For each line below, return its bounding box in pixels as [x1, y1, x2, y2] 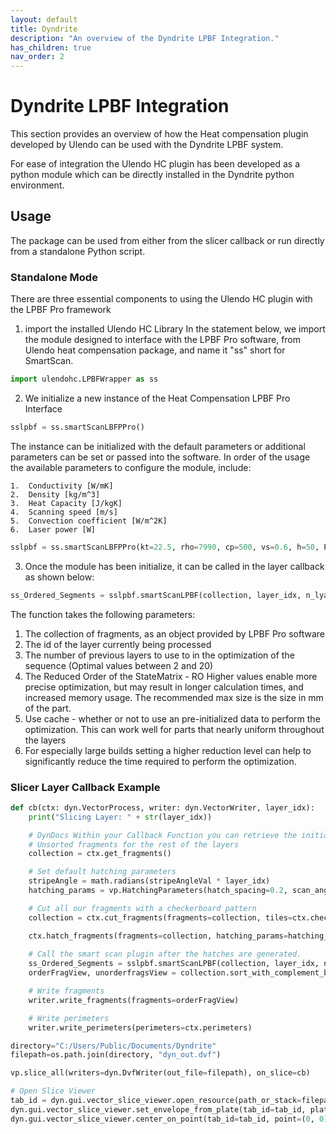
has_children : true [10, 42, 92, 53]
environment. [10, 179, 65, 191]
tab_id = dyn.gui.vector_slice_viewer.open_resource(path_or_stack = [10, 1096, 302, 1106]
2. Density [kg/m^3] [10, 489, 101, 500]
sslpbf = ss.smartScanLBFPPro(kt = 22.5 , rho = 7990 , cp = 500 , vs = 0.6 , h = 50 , [10, 542, 320, 552]
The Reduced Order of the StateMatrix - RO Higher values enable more [24, 670, 318, 682]
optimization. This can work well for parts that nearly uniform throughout [24, 723, 325, 735]
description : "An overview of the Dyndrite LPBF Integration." [10, 33, 280, 43]
